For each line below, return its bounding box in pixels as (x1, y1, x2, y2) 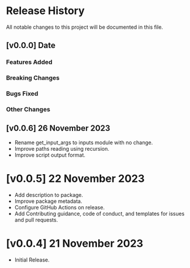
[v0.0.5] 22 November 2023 (6, 172, 145, 185)
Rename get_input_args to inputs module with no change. (14, 139, 153, 146)
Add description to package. (14, 191, 84, 198)
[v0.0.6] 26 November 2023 (6, 123, 110, 133)
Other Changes (6, 106, 51, 114)
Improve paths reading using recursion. (14, 145, 110, 152)
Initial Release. (14, 256, 50, 263)
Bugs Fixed (6, 90, 39, 98)
